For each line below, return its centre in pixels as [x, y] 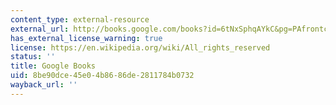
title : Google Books [53, 66]
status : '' [33, 57]
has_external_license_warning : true [86, 38]
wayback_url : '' [44, 85]
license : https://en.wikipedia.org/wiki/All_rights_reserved [140, 47]
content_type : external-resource [80, 19]
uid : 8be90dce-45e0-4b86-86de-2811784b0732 [102, 76]
